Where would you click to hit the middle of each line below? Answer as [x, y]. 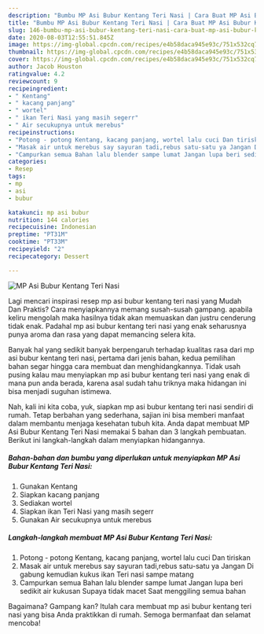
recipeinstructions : [42, 132]
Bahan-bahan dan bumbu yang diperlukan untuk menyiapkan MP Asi [124, 458]
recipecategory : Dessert [49, 256]
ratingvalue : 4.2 [37, 74]
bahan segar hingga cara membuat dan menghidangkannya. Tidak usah [125, 366]
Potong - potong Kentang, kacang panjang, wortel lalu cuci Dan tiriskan [135, 557]
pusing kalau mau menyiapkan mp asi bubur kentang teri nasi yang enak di [129, 374]
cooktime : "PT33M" [38, 242]
